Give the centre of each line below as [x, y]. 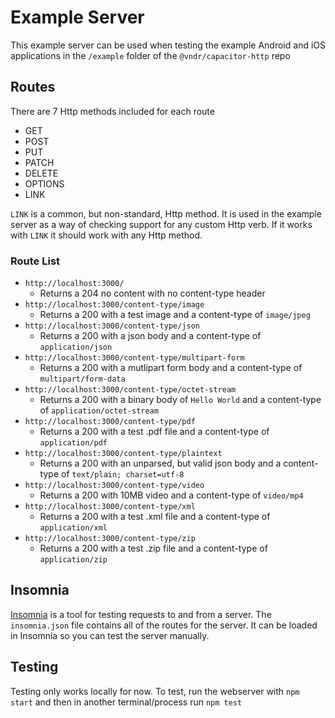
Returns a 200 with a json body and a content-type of [150, 336]
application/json [76, 347]
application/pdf [73, 443]
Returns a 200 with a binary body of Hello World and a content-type [180, 400]
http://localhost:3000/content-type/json [112, 326]
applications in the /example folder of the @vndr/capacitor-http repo [150, 55]
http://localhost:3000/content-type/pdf [110, 422]
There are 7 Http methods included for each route [112, 111]
